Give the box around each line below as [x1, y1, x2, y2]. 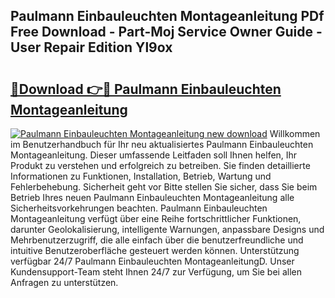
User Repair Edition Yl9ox [10, 39, 173, 56]
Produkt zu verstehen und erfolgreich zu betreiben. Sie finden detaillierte [10, 160, 311, 171]
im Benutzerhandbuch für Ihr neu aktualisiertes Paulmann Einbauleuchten [10, 139, 314, 150]
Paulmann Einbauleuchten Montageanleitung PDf [10, 8, 325, 25]
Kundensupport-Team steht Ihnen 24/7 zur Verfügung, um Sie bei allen [10, 266, 303, 278]
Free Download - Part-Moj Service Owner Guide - [10, 24, 323, 41]
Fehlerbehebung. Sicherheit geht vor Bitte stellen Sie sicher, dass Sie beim [10, 181, 318, 193]
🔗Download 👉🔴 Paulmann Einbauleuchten [10, 80, 282, 98]
